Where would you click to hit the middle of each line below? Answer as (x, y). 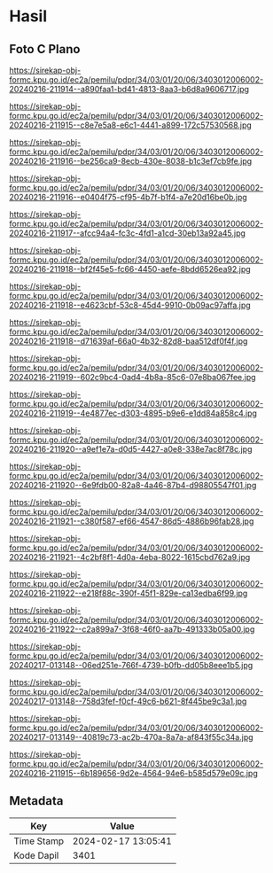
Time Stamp (39, 841)
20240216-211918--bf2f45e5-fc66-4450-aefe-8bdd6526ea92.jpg (130, 269)
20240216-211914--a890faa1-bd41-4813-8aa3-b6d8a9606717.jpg (129, 89)
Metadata (36, 801)
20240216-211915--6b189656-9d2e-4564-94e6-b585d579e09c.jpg (134, 773)
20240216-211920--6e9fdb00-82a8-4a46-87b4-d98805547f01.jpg (133, 485)
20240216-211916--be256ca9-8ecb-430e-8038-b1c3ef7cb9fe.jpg (131, 161)
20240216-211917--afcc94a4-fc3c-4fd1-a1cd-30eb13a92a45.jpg (128, 233)
